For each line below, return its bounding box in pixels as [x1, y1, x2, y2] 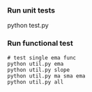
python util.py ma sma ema [7, 72, 86, 80]
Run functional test [7, 39, 73, 48]
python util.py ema [7, 60, 64, 67]
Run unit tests [7, 6, 56, 15]
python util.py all [7, 78, 64, 85]
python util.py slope [7, 66, 70, 73]
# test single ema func [7, 54, 77, 61]
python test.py [7, 21, 49, 30]
